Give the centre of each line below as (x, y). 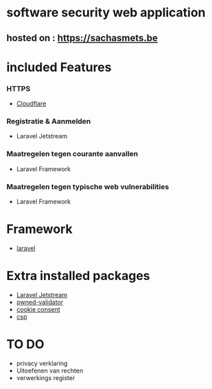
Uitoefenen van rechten (50, 371)
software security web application (106, 13)
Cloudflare (31, 103)
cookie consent (38, 309)
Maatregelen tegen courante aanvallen (72, 154)
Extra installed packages (78, 276)
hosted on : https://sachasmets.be (82, 38)
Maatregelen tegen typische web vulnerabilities (88, 186)
